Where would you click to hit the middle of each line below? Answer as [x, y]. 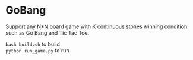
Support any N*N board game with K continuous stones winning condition [96, 26]
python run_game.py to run [37, 50]
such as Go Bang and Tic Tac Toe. [48, 32]
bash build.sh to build [33, 44]
